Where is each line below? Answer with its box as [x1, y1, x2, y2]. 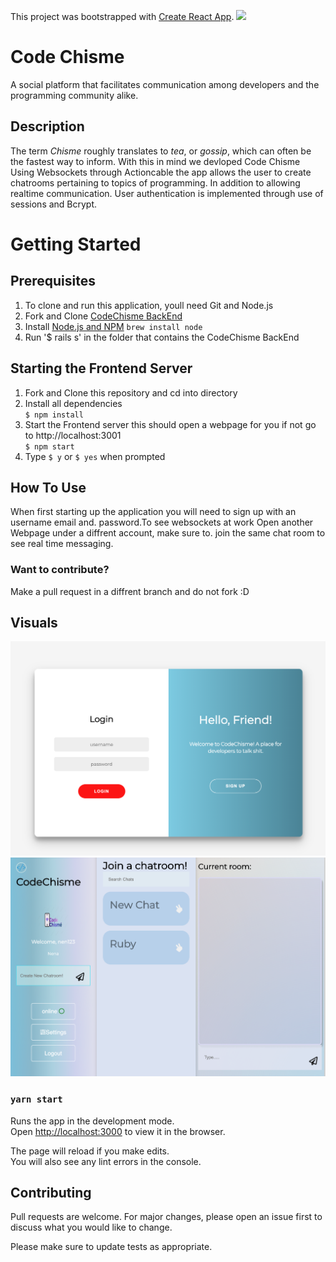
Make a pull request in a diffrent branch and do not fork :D [10, 585, 250, 597]
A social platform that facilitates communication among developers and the [10, 78, 320, 90]
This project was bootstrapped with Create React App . [10, 11, 235, 22]
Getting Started [10, 233, 142, 255]
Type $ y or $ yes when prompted [24, 450, 166, 462]
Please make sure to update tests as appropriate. [10, 1241, 213, 1253]
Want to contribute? [10, 563, 110, 577]
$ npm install [24, 410, 84, 420]
